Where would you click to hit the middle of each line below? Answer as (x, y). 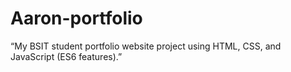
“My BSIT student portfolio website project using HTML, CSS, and (146, 46)
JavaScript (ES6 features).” (66, 56)
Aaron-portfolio (76, 18)
